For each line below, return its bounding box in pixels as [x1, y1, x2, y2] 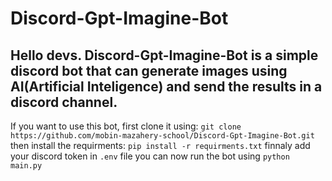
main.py [10, 161, 43, 171]
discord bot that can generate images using [10, 62, 288, 79]
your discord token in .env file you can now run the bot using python [10, 150, 290, 162]
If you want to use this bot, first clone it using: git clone [10, 120, 242, 132]
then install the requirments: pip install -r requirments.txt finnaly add [10, 140, 311, 151]
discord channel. [10, 93, 118, 111]
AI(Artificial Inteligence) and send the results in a [10, 78, 323, 95]
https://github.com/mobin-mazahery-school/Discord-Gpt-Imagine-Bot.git [10, 131, 315, 141]
